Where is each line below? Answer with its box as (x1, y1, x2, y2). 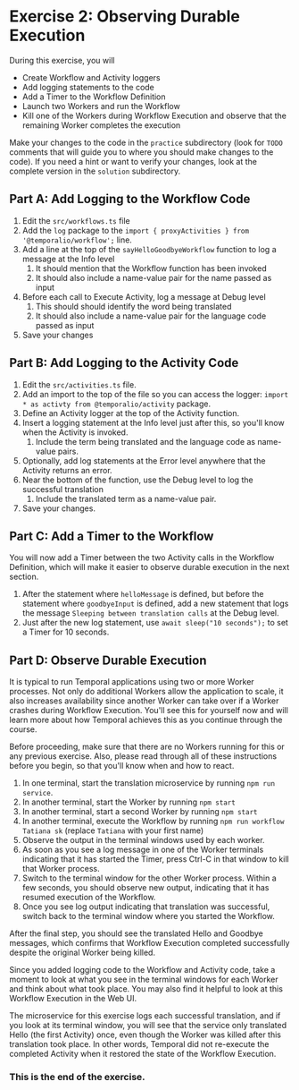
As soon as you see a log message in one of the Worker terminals (21, 844, 264, 856)
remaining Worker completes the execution (21, 119, 181, 131)
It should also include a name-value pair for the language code (35, 311, 267, 321)
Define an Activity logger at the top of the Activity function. (21, 407, 240, 418)
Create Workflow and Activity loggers (21, 72, 161, 82)
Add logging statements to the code (21, 81, 154, 92)
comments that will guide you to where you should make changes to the (9, 146, 274, 158)
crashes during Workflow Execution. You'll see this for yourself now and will (9, 705, 288, 716)
